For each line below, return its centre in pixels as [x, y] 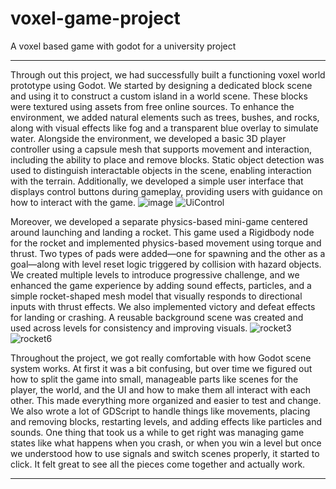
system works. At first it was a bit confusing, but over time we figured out [161, 368]
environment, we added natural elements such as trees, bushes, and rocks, [165, 117]
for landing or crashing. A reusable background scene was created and [157, 317]
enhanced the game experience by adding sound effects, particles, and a [161, 285]
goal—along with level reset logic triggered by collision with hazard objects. [166, 264]
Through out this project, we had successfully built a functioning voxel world [168, 74]
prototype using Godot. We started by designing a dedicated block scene [161, 85]
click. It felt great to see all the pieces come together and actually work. [158, 464]
